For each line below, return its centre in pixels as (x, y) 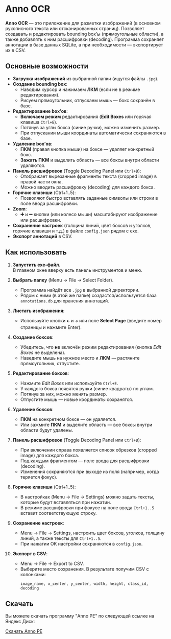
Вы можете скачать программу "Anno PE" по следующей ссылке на (80, 616)
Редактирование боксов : (41, 373)
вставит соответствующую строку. (58, 513)
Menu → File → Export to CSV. (52, 563)
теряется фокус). (39, 477)
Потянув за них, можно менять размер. (64, 394)
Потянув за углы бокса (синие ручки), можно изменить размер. (90, 127)
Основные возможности (47, 66)
